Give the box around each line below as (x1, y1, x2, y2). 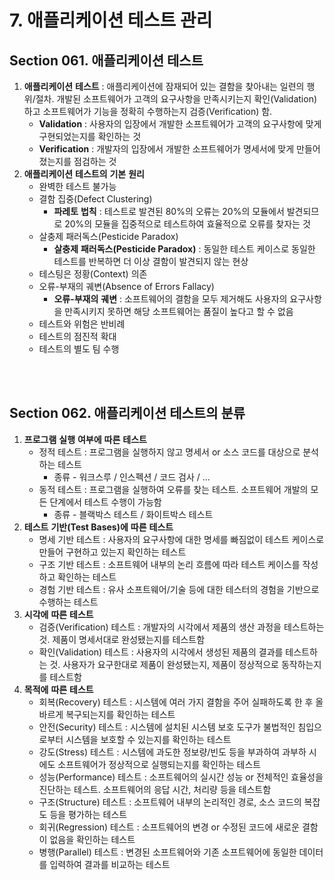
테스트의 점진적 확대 (38, 331, 117, 342)
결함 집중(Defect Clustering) (38, 193, 153, 205)
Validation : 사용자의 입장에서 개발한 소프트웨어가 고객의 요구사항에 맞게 (38, 118, 322, 130)
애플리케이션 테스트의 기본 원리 (23, 168, 145, 180)
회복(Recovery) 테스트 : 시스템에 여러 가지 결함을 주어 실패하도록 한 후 (38, 696, 314, 708)
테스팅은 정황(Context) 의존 (38, 268, 148, 280)
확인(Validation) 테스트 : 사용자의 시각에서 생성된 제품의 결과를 (38, 646, 284, 658)
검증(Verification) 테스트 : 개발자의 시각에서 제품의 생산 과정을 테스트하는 (38, 621, 325, 633)
